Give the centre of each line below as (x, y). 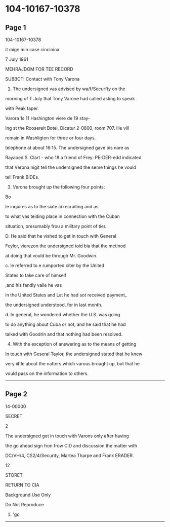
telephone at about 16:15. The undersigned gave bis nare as (67, 148)
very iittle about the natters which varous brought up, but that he (73, 364)
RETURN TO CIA (22, 485)
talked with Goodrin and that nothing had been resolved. (64, 334)
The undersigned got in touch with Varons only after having (67, 436)
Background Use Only (28, 495)
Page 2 (16, 394)
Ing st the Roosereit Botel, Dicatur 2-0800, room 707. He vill (67, 128)
